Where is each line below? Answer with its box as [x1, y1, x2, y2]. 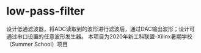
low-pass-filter [6, 4, 85, 18]
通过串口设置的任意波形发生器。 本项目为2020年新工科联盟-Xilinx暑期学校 [6, 32, 192, 40]
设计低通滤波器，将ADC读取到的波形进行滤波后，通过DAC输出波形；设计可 [6, 25, 196, 32]
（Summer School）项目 [6, 40, 68, 48]
